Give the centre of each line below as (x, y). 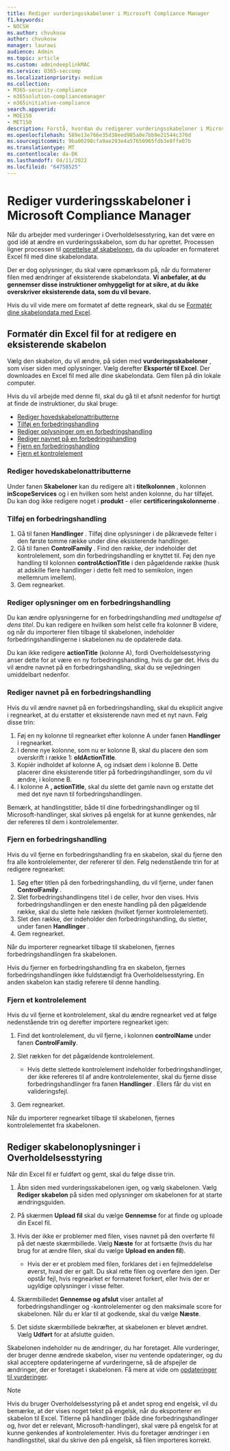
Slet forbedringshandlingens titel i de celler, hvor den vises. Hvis (108, 897)
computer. (22, 383)
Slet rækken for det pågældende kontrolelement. (86, 1056)
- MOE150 (20, 115)
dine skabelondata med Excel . (50, 312)
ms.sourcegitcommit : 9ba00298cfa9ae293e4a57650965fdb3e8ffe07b (99, 142)
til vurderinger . (28, 1377)
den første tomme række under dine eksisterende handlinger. (103, 541)
